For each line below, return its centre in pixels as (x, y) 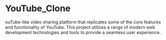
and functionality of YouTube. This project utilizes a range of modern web (80, 27)
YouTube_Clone (38, 9)
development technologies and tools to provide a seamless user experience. (83, 32)
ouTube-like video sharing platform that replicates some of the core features (83, 22)
